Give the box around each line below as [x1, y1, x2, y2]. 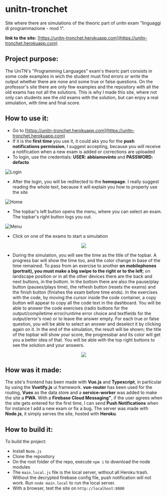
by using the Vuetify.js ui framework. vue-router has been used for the [5, 384, 153, 390]
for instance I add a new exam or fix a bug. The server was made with [5, 405, 149, 412]
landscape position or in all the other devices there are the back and [12, 273, 153, 279]
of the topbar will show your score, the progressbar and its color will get [12, 331, 161, 337]
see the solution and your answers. [12, 342, 85, 348]
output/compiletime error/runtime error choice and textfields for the [12, 310, 152, 316]
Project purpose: [5, 55, 59, 63]
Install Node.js [12, 448, 42, 454]
